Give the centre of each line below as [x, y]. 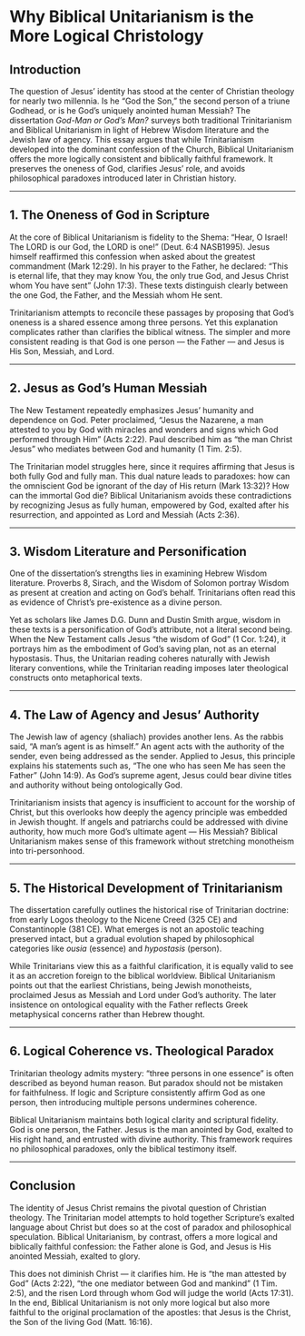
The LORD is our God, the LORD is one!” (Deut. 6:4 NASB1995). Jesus [140, 246]
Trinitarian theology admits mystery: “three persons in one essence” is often [152, 1073]
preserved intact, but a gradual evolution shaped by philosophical [132, 939]
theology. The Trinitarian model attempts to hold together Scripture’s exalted [152, 1217]
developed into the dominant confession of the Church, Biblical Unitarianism [152, 149]
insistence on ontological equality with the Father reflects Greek [129, 1004]
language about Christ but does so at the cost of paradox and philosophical [151, 1227]
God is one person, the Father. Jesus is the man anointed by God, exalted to [151, 1129]
